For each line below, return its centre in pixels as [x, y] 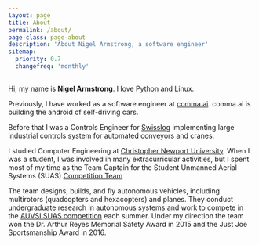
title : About [29, 23]
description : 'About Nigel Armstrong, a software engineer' [109, 45]
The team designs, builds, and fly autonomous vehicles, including [114, 191]
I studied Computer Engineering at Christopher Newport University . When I [129, 150]
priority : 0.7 [38, 59]
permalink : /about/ [40, 30]
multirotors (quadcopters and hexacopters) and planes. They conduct [121, 199]
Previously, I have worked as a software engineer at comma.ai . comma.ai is [129, 103]
